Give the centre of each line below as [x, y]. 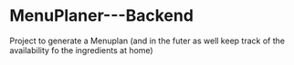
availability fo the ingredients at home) [81, 50]
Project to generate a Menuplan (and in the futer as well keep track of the [147, 41]
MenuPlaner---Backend [102, 16]
